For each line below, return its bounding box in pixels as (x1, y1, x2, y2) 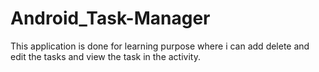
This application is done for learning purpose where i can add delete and (10, 40, 310, 52)
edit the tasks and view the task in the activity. (10, 50, 201, 62)
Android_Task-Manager (10, 7, 211, 30)
